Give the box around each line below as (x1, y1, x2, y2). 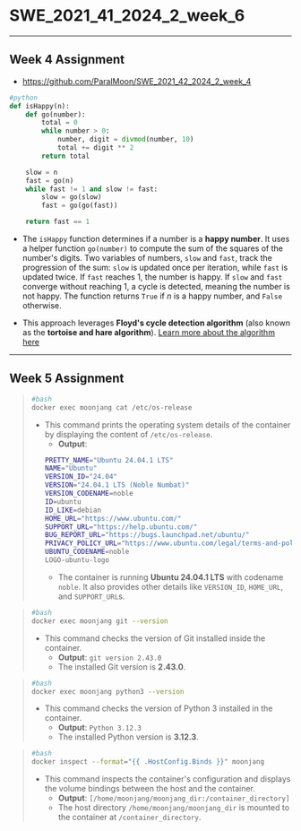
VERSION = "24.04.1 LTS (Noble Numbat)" (44, 480, 190, 489)
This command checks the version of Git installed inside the (44, 633, 266, 644)
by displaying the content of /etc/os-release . (44, 428, 213, 439)
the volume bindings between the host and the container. (44, 783, 255, 794)
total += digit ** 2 (56, 143, 134, 152)
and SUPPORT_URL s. (57, 591, 125, 602)
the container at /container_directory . (57, 812, 202, 823)
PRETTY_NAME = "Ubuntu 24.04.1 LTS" (44, 455, 174, 464)
